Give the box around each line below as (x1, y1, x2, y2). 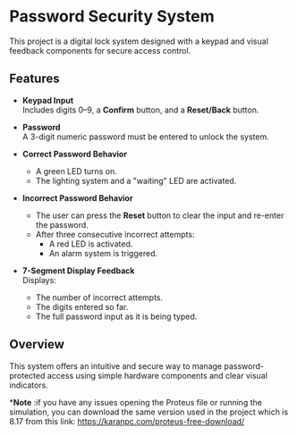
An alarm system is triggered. (48, 247, 158, 258)
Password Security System (9, 6, 215, 27)
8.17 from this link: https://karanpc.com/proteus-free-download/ (9, 415, 245, 426)
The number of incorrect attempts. (35, 292, 164, 303)
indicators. (9, 380, 49, 390)
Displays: (21, 274, 56, 285)
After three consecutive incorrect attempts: (35, 229, 195, 239)
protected (9, 370, 46, 381)
